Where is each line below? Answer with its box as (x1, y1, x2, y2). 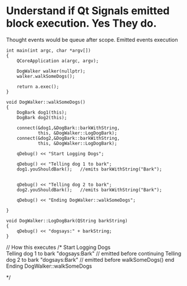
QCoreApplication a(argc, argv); (17, 58, 99, 64)
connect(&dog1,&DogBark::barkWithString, (17, 125, 120, 131)
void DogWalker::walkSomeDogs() (6, 99, 86, 105)
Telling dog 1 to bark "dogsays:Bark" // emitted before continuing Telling (6, 249, 182, 257)
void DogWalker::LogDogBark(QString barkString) (6, 218, 128, 223)
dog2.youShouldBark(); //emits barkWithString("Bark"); (17, 187, 162, 193)
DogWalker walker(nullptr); (17, 68, 86, 74)
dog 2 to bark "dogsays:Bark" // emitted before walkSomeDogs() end (6, 256, 175, 263)
